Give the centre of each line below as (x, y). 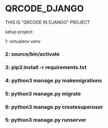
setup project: (19, 32)
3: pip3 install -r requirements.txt (46, 67)
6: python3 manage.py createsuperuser (54, 107)
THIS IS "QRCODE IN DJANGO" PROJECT (48, 22)
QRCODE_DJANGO (44, 9)
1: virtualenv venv (23, 41)
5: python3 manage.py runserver (46, 120)
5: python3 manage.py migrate (43, 94)
